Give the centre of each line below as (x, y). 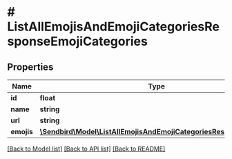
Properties (30, 67)
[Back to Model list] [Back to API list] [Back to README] (86, 149)
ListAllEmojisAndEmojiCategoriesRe (113, 27)
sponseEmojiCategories (78, 41)
